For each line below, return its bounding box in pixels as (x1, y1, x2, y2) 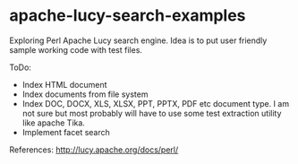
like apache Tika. (21, 117, 85, 128)
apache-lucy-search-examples (9, 5, 246, 26)
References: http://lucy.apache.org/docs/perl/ (9, 144, 179, 155)
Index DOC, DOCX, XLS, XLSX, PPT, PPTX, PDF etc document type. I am (21, 98, 289, 108)
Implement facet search (21, 126, 110, 137)
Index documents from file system (21, 89, 149, 99)
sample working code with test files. (9, 44, 143, 55)
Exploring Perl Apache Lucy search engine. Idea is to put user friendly (9, 35, 268, 46)
